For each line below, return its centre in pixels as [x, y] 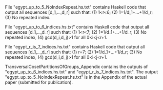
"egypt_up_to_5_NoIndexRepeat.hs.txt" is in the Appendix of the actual [76, 77]
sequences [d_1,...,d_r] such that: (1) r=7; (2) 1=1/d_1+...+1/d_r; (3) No [74, 52]
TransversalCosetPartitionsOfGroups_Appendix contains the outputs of [76, 67]
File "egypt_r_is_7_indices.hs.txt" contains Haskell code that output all [75, 47]
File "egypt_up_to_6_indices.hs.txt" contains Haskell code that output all [77, 27]
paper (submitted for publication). [39, 82]
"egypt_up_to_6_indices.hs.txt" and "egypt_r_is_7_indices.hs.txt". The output [81, 72]
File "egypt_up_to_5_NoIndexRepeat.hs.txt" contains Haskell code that [76, 7]
